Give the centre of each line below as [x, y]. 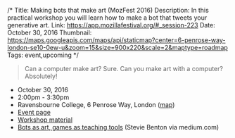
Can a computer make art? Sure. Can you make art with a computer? [124, 69]
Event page [34, 112]
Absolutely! [41, 76]
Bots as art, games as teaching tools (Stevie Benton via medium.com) [118, 127]
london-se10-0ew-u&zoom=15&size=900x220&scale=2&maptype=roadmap [118, 48]
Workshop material [45, 120]
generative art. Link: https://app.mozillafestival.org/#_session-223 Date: [112, 25]
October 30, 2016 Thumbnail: [50, 32]
